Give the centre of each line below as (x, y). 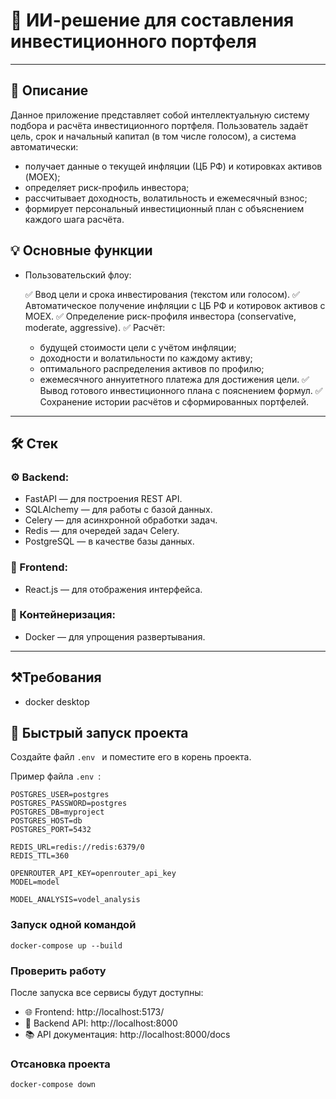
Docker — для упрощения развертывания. (115, 636)
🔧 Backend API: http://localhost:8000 (101, 1023)
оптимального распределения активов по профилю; (152, 368)
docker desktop (57, 701)
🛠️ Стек (34, 443)
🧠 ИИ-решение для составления (152, 20)
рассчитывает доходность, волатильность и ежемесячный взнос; (166, 198)
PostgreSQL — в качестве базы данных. (109, 541)
